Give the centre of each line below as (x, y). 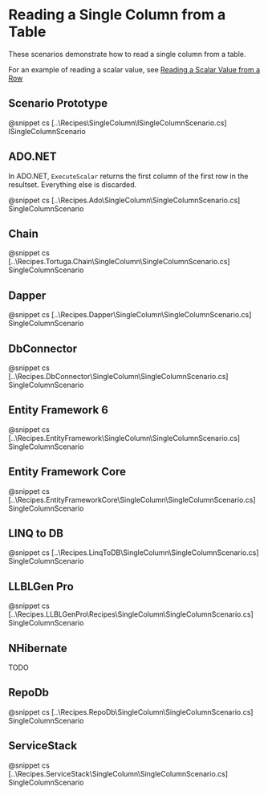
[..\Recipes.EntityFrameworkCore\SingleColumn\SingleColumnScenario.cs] (132, 499)
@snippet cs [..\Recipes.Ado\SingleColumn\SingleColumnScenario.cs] (124, 200)
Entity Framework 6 (58, 410)
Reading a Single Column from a (117, 15)
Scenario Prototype (58, 103)
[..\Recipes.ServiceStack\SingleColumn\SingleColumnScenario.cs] (118, 773)
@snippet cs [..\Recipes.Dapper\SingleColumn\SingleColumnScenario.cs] (130, 315)
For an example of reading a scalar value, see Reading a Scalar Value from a (134, 69)
